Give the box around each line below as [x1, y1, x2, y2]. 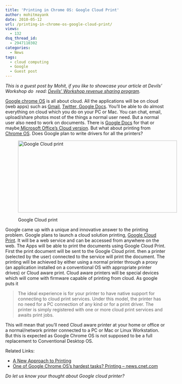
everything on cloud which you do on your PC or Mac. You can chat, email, [5, 109, 162, 115]
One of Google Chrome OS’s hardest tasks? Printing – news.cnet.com [12, 363, 158, 369]
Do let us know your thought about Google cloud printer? [5, 373, 125, 379]
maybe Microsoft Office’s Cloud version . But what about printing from [5, 125, 151, 131]
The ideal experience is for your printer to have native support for [17, 291, 155, 296]
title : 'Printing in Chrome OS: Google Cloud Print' [5, 7, 119, 13]
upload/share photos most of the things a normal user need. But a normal [5, 114, 159, 120]
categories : [5, 45, 31, 50]
